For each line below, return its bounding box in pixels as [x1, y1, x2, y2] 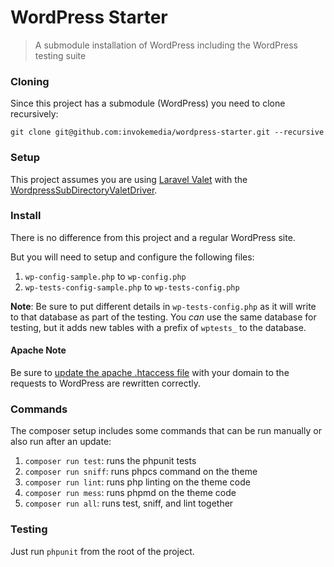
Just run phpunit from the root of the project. [10, 545, 195, 557]
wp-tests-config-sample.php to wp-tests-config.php [24, 281, 240, 293]
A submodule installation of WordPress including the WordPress [34, 39, 298, 51]
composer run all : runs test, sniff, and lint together [24, 497, 234, 510]
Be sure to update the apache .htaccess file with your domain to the [10, 367, 290, 379]
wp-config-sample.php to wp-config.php [24, 270, 187, 282]
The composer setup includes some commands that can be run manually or [10, 425, 322, 437]
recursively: [10, 108, 59, 120]
